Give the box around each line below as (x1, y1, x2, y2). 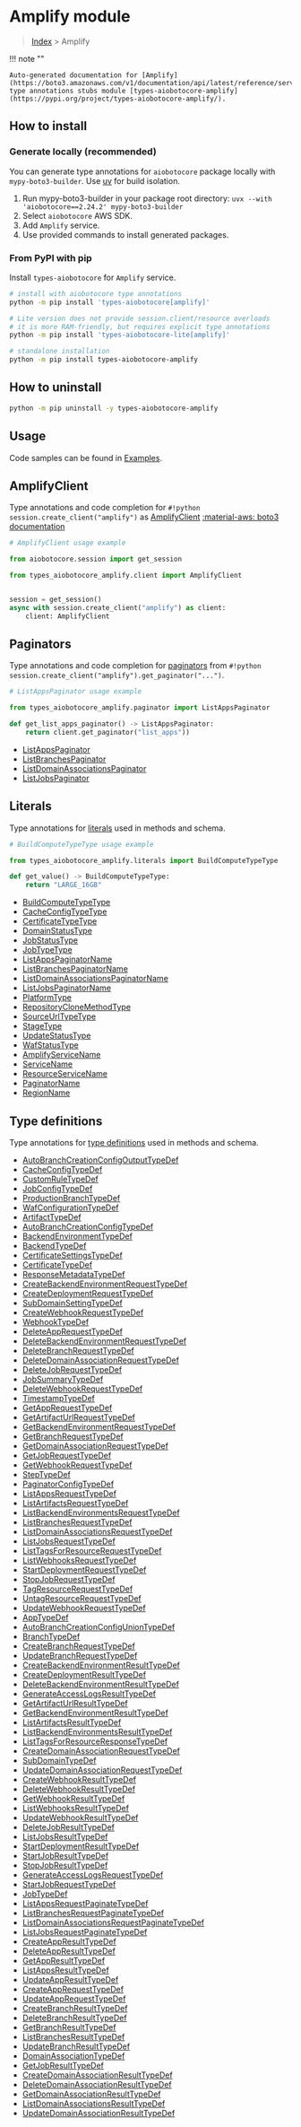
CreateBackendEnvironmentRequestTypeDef (21, 1278, 188, 1289)
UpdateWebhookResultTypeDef (21, 1812, 139, 1823)
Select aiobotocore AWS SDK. (21, 210, 133, 221)
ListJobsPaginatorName (21, 982, 112, 993)
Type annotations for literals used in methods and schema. (9, 823, 226, 833)
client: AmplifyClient (25, 612, 110, 621)
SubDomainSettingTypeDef (21, 1298, 123, 1309)
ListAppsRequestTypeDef (21, 1488, 116, 1499)
